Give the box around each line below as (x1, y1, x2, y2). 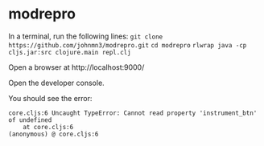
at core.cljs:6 (23, 123, 74, 131)
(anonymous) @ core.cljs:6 (8, 130, 99, 138)
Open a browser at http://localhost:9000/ (8, 62, 145, 72)
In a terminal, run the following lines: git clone (8, 31, 163, 41)
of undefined (8, 116, 52, 124)
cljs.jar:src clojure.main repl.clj (8, 48, 131, 56)
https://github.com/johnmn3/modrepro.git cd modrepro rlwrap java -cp (8, 41, 247, 49)
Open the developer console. (8, 78, 105, 87)
